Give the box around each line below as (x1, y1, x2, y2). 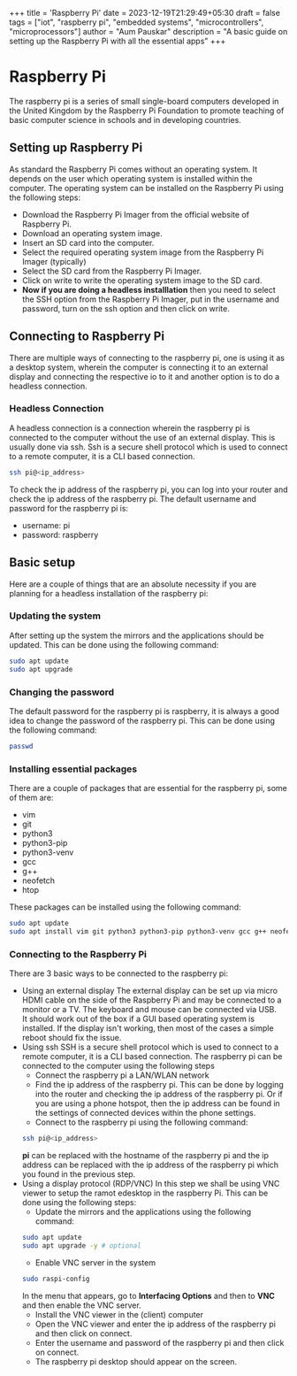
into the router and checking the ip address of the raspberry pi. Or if (34, 1088, 283, 1100)
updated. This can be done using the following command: (9, 639, 219, 650)
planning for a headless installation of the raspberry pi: (9, 588, 209, 598)
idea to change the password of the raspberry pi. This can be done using (9, 715, 276, 726)
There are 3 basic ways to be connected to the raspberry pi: (9, 968, 228, 979)
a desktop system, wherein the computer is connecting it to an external (9, 362, 269, 373)
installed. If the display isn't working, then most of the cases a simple (21, 1023, 274, 1034)
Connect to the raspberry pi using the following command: (34, 1117, 248, 1127)
